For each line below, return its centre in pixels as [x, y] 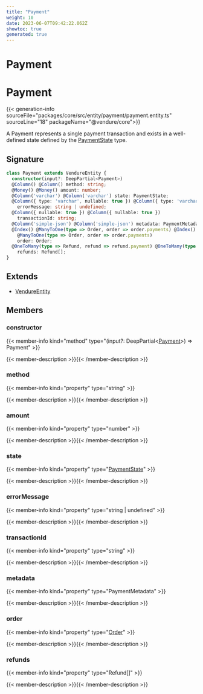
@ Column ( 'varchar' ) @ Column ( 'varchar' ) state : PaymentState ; [90, 196]
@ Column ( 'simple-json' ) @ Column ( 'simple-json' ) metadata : [86, 224]
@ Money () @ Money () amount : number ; [56, 190]
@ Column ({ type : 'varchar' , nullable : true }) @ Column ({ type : [93, 201]
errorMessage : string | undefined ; [62, 207]
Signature [25, 159]
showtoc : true [24, 29]
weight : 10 [20, 18]
